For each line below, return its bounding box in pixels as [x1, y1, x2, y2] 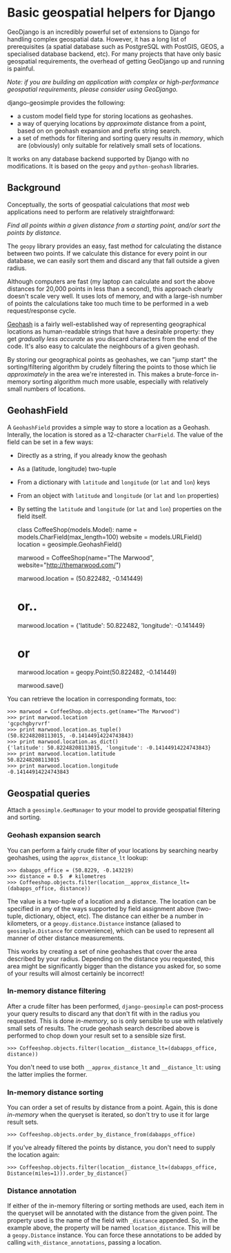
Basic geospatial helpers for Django [7, 5, 216, 21]
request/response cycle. [7, 306, 77, 315]
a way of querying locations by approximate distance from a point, [17, 119, 207, 127]
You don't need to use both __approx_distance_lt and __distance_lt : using [7, 1062, 221, 1071]
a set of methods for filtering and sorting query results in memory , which [17, 133, 224, 142]
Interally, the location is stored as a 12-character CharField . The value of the [7, 430, 223, 439]
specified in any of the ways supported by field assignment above [7, 904, 194, 912]
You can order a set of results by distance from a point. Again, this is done [7, 1103, 218, 1111]
